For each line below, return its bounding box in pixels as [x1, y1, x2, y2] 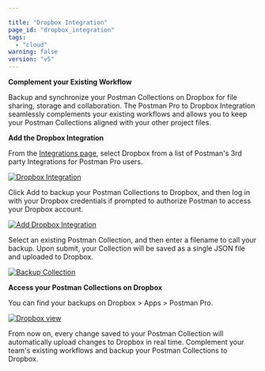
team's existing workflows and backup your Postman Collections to [8, 346, 228, 355]
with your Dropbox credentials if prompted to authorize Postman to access [8, 196, 252, 205]
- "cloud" [15, 40, 47, 48]
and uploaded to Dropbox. [8, 252, 93, 262]
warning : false [8, 48, 59, 56]
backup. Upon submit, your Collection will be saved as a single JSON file [8, 243, 245, 253]
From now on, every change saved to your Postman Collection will [8, 329, 224, 338]
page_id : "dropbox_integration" [8, 25, 115, 34]
